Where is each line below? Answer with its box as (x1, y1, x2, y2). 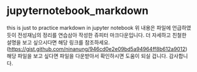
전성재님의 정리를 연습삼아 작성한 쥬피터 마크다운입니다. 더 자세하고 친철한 (17, 31, 187, 39)
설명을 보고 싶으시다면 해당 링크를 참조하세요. (6, 39, 110, 46)
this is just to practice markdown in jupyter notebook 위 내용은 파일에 (6, 24, 171, 31)
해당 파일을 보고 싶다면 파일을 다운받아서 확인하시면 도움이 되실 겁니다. (6, 52, 168, 59)
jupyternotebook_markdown (6, 4, 149, 18)
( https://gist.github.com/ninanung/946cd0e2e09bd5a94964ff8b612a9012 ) (6, 45, 188, 52)
